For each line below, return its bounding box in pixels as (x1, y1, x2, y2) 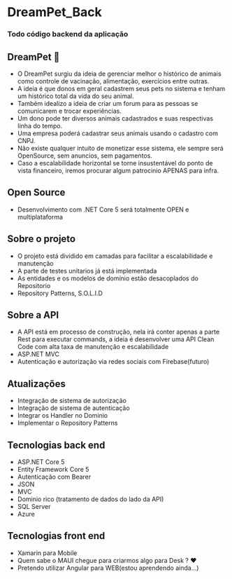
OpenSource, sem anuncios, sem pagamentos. (17, 151, 152, 160)
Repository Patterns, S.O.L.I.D (17, 289, 103, 297)
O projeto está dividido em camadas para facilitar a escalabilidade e (17, 252, 213, 260)
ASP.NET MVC (17, 350, 59, 358)
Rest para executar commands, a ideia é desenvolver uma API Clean (17, 335, 215, 343)
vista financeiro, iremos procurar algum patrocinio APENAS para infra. (17, 166, 219, 175)
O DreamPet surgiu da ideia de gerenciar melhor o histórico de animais (17, 69, 222, 78)
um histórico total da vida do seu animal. (17, 92, 134, 100)
